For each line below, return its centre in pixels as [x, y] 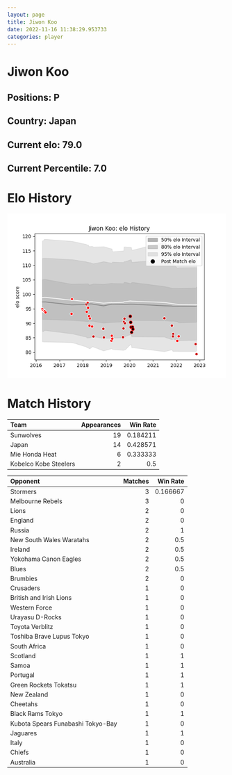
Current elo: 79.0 [45, 145]
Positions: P [34, 97]
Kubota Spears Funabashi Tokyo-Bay [64, 724]
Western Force [31, 607]
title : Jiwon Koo [32, 22]
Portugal [22, 675]
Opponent [25, 481]
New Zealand [29, 694]
